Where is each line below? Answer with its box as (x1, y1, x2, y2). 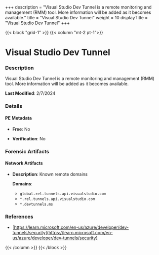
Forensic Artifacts (5, 148, 49, 155)
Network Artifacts (5, 160, 43, 166)
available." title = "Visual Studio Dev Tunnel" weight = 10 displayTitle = (5, 15, 148, 20)
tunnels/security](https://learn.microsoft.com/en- (12, 230, 113, 236)
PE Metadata (5, 115, 32, 121)
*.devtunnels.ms (19, 202, 53, 207)
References (5, 213, 34, 220)
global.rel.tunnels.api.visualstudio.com (19, 191, 106, 196)
